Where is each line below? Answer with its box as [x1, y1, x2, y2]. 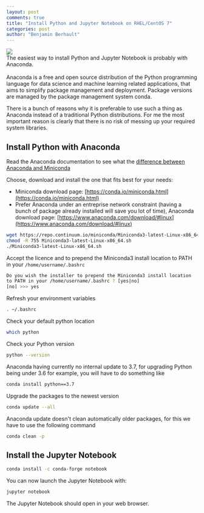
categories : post [6, 26, 50, 32]
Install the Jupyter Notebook [6, 450, 117, 460]
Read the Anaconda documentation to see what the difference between [6, 157, 185, 165]
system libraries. [6, 124, 48, 131]
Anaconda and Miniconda [6, 164, 71, 171]
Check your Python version [6, 340, 75, 347]
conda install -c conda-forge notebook [6, 466, 107, 472]
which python [6, 329, 39, 336]
